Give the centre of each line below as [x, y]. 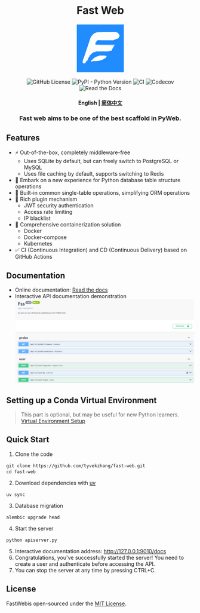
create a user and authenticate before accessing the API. [85, 564]
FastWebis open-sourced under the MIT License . [66, 603]
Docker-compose [45, 237]
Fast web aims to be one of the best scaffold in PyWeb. [100, 118]
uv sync [16, 494]
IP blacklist [37, 218]
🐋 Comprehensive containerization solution [68, 225]
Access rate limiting [48, 212]
